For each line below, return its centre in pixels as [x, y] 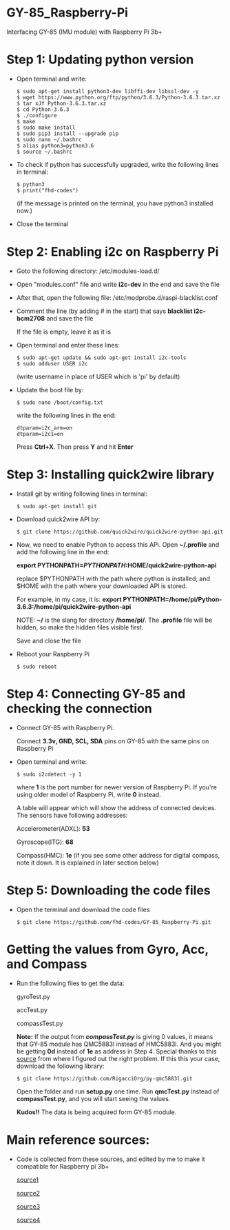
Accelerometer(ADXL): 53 [53, 828]
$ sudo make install [46, 128]
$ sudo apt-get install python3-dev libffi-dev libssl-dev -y [107, 91]
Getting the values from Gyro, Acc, [107, 949]
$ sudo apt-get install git [56, 506]
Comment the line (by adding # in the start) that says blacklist [104, 311]
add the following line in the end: [63, 552]
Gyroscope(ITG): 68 [45, 842]
